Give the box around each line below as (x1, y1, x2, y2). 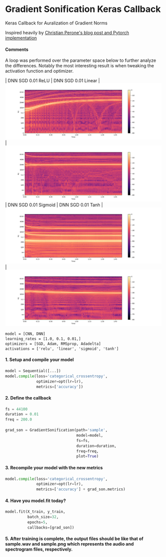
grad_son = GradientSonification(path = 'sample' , (5, 427, 108, 433)
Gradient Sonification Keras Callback (5, 3, 161, 15)
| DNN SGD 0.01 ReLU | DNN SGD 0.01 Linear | (5, 78, 100, 84)
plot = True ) (76, 454, 99, 459)
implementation (5, 35, 37, 41)
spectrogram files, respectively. (5, 547, 73, 553)
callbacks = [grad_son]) (27, 525, 75, 530)
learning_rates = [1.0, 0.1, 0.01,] (5, 336, 81, 341)
